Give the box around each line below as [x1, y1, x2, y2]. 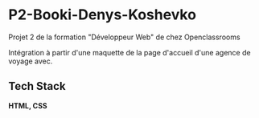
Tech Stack [8, 79, 66, 93]
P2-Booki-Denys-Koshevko [8, 6, 197, 24]
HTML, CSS [8, 100, 48, 110]
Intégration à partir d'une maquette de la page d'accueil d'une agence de [8, 47, 251, 57]
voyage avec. [8, 56, 53, 66]
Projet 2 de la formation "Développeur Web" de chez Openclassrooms [8, 32, 240, 42]
